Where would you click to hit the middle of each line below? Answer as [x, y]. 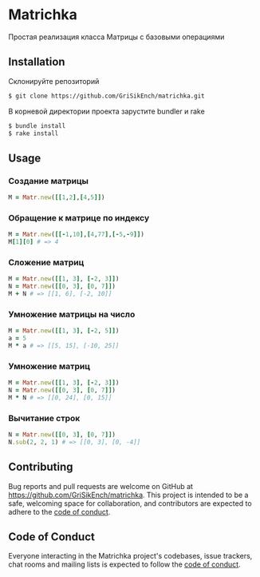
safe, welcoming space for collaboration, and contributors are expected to [130, 503]
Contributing [41, 467]
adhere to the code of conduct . [59, 511]
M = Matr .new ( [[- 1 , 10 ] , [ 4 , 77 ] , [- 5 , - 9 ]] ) [77, 235]
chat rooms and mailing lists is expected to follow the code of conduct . [124, 564]
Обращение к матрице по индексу [79, 217]
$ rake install [33, 133]
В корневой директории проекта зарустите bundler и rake [106, 111]
